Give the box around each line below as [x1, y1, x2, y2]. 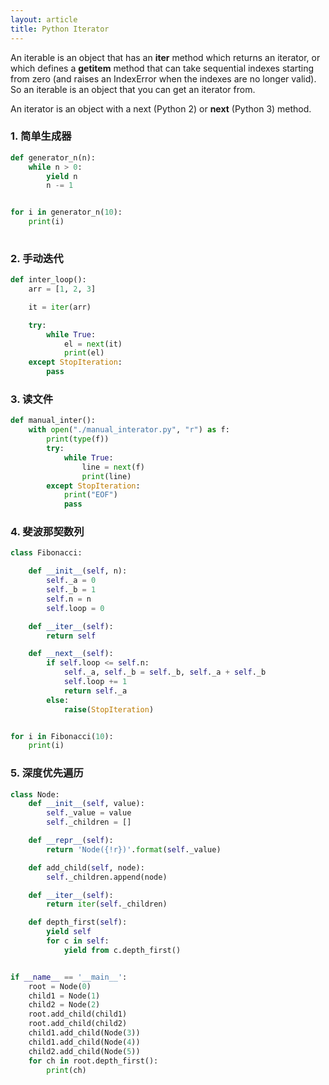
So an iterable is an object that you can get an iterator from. [10, 83, 256, 95]
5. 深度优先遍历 [10, 766, 84, 780]
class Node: [10, 789, 60, 800]
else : [46, 695, 70, 705]
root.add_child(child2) [28, 1019, 128, 1029]
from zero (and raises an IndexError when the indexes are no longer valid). [10, 72, 317, 85]
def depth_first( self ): [28, 917, 128, 928]
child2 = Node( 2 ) [28, 1000, 101, 1010]
